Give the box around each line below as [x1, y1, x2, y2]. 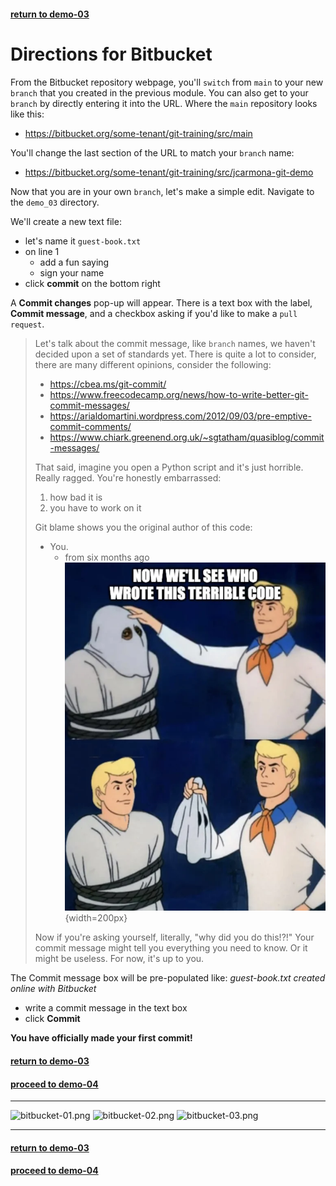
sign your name [39, 266, 105, 279]
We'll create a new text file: [10, 215, 122, 227]
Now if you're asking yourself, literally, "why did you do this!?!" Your [34, 931, 315, 944]
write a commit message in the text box [24, 1002, 188, 1014]
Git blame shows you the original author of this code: [34, 521, 253, 533]
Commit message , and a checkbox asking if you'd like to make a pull [10, 307, 298, 319]
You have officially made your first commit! [10, 1032, 193, 1044]
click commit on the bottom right [24, 277, 161, 289]
